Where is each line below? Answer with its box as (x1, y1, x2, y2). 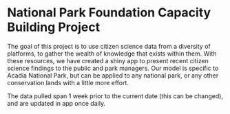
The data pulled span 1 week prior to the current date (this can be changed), (7, 91, 224, 100)
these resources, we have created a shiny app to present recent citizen (7, 56, 209, 65)
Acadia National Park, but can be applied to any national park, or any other (7, 71, 219, 80)
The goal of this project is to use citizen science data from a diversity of (7, 42, 211, 50)
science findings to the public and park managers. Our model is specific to (7, 64, 219, 72)
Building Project (7, 19, 101, 35)
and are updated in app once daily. (7, 99, 105, 107)
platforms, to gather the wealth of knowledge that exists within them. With (7, 49, 217, 58)
